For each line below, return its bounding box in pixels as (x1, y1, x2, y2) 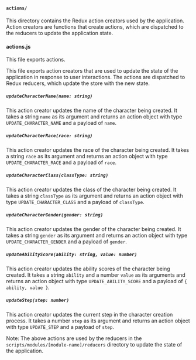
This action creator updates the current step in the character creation (6, 311, 173, 318)
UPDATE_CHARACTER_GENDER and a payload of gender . (6, 238, 128, 245)
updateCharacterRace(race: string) (6, 133, 93, 138)
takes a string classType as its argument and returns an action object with (6, 192, 183, 199)
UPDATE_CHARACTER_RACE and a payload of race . (6, 159, 117, 166)
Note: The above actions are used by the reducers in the (6, 335, 142, 342)
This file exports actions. (6, 56, 66, 63)
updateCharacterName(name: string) (6, 93, 93, 99)
